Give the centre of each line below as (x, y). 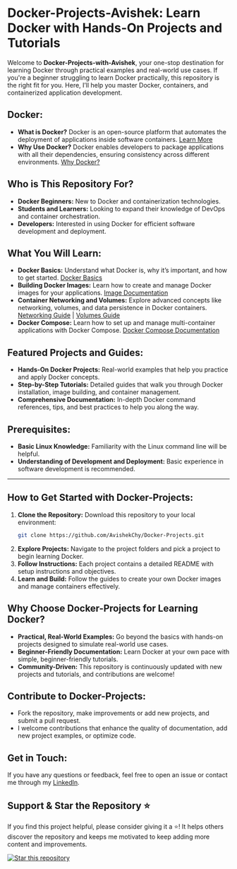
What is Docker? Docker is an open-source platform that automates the (122, 131)
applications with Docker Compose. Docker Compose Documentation (119, 331)
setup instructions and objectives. (67, 571)
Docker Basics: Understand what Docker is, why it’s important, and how (122, 271)
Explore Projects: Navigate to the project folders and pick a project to (119, 548)
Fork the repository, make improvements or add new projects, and (113, 713)
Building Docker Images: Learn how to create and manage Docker (114, 285)
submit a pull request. (49, 721)
